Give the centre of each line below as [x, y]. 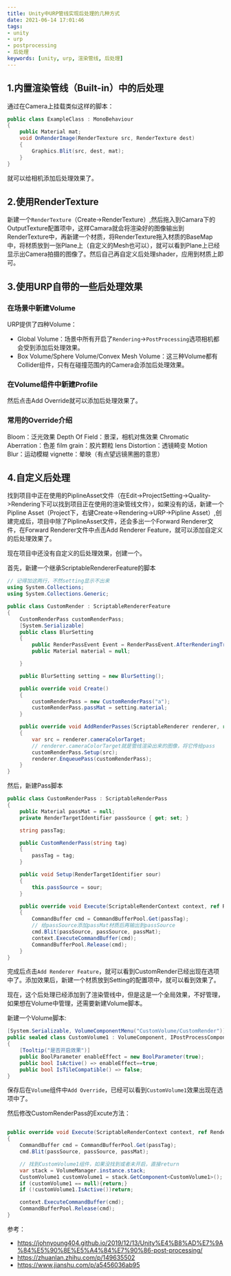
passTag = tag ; [54, 856]
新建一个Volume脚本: [37, 1018]
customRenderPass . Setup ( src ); [75, 752]
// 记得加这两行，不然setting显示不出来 [58, 581]
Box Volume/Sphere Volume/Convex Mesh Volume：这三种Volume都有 [117, 357]
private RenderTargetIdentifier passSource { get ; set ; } [104, 818]
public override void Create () [64, 688]
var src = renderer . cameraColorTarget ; [89, 739]
